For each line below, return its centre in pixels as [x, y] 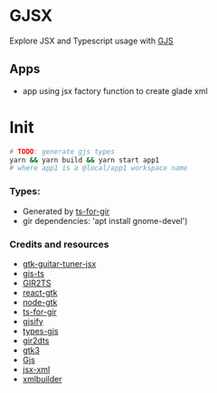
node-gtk [40, 302]
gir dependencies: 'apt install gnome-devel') [105, 220]
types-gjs [40, 331]
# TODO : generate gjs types [62, 151]
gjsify [33, 321]
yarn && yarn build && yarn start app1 [85, 160]
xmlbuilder [42, 379]
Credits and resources [59, 244]
